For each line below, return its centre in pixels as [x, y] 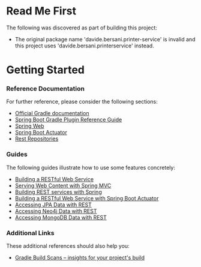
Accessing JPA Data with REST [53, 205]
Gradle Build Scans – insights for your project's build [80, 258]
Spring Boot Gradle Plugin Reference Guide [68, 120]
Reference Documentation [46, 89]
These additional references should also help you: [68, 246]
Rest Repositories [37, 139]
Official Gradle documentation [52, 113]
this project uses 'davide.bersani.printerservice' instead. [84, 46]
